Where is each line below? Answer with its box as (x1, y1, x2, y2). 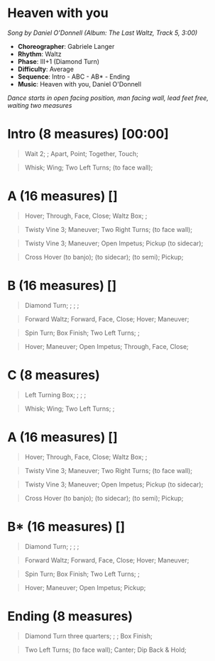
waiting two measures (7, 101, 72, 109)
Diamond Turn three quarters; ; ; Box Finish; (24, 631, 153, 640)
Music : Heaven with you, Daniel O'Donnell (17, 79, 142, 88)
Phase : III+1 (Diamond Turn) (17, 57, 100, 65)
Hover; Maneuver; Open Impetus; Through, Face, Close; (24, 342, 189, 350)
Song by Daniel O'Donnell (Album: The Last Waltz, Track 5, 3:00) (7, 28, 198, 37)
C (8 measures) (7, 367, 101, 383)
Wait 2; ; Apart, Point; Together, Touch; (24, 149, 139, 157)
